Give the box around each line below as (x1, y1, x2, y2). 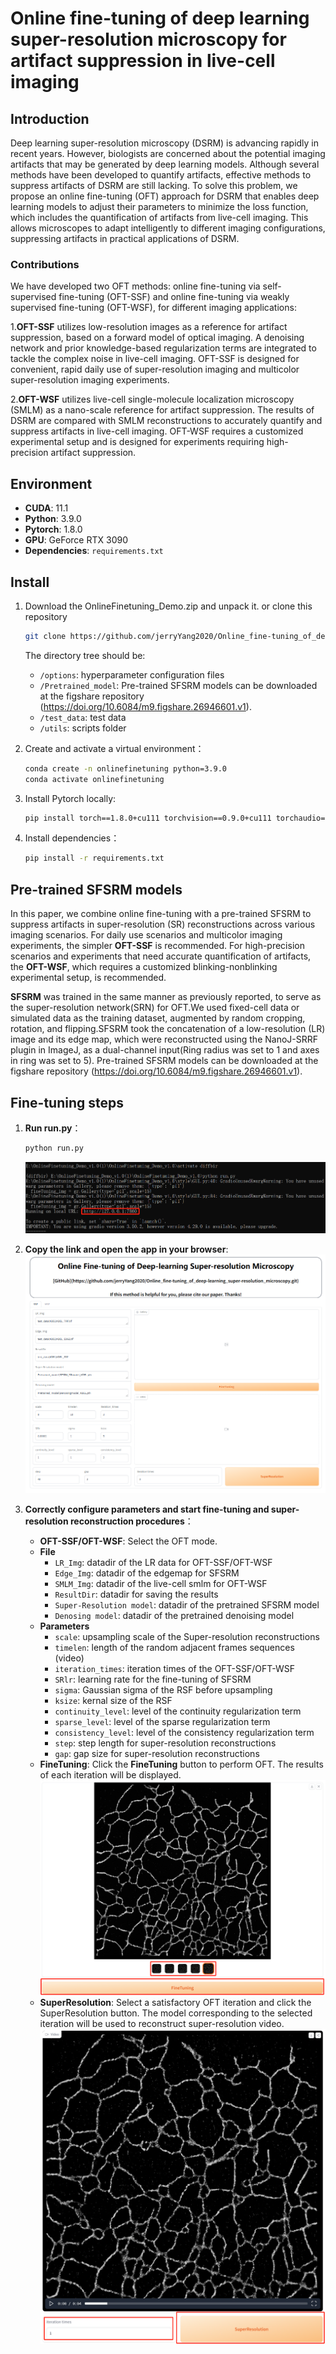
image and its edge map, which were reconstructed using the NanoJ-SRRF (10, 1033, 319, 1046)
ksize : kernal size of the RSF (54, 1694, 173, 1706)
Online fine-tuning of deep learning (10, 7, 310, 30)
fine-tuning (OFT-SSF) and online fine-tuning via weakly (58, 291, 290, 303)
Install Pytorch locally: (24, 792, 117, 804)
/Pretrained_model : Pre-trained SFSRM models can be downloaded (39, 679, 318, 691)
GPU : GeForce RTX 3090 (24, 534, 128, 546)
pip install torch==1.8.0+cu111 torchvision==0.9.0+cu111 (24, 813, 272, 823)
